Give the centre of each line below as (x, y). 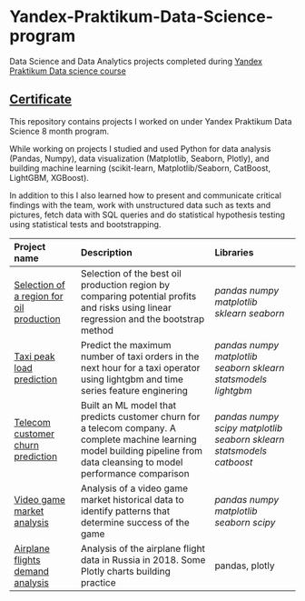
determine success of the (135, 522)
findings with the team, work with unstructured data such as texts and (140, 205)
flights (27, 559)
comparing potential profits (138, 295)
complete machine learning (138, 439)
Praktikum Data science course (68, 71)
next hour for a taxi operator (140, 367)
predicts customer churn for (140, 416)
